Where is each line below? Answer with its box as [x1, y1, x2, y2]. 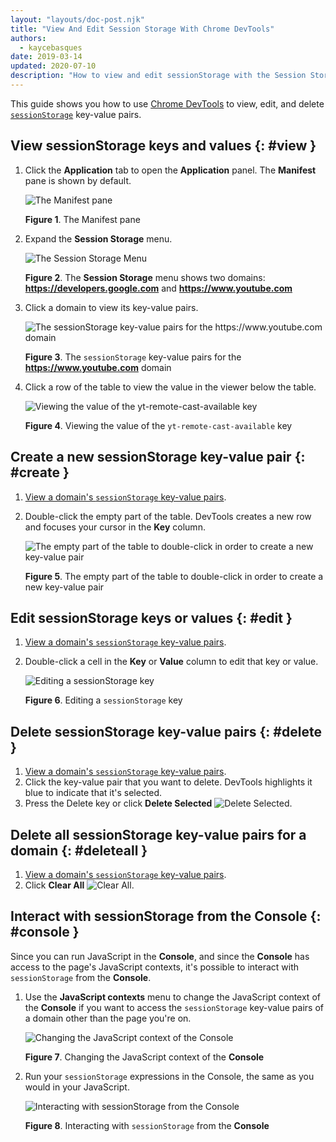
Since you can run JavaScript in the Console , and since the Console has [10, 950, 310, 962]
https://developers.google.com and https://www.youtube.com [24, 282, 293, 294]
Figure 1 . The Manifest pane [24, 213, 141, 225]
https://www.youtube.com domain [24, 361, 172, 373]
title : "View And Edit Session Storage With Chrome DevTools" [10, 24, 275, 34]
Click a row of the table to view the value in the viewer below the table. [24, 381, 317, 393]
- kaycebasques [19, 42, 83, 53]
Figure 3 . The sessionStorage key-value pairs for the [24, 351, 242, 363]
